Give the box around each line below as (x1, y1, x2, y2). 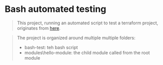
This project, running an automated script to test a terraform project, (17, 20, 158, 26)
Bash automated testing (5, 3, 106, 15)
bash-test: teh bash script (24, 44, 78, 50)
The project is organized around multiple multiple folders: (17, 35, 136, 41)
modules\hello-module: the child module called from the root (24, 50, 150, 56)
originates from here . (17, 25, 61, 31)
